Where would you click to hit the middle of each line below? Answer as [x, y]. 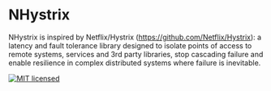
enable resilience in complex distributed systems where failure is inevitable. [135, 63]
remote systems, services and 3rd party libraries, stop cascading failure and [136, 54]
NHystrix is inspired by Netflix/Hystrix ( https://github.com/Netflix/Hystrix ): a [135, 37]
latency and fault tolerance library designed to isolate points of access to [130, 45]
